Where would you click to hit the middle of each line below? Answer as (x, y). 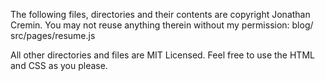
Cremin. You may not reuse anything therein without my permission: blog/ (162, 25)
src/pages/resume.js (53, 35)
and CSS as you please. (59, 65)
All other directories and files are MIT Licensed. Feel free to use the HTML (162, 55)
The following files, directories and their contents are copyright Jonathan (160, 14)
